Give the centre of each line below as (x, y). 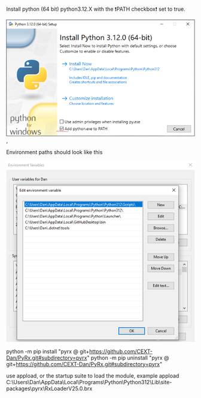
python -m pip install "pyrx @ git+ (48, 351)
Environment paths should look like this (54, 152)
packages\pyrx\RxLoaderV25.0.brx (49, 388)
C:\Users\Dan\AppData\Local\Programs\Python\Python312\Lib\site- (89, 382)
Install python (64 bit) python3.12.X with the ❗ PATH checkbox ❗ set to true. (96, 9)
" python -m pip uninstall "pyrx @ (128, 358)
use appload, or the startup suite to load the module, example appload (93, 376)
